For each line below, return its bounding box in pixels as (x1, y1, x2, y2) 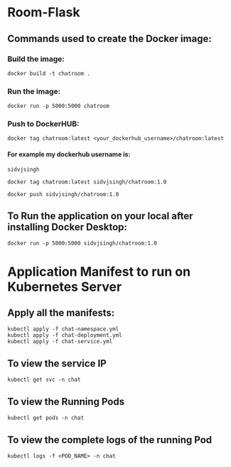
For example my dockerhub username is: (7, 150, 131, 159)
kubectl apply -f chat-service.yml (7, 338, 113, 345)
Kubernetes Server (7, 279, 122, 295)
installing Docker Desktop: (7, 221, 128, 233)
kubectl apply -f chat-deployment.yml (7, 332, 122, 339)
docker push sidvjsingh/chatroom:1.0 (7, 190, 119, 198)
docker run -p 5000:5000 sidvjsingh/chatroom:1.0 (7, 240, 158, 247)
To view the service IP (7, 357, 107, 370)
